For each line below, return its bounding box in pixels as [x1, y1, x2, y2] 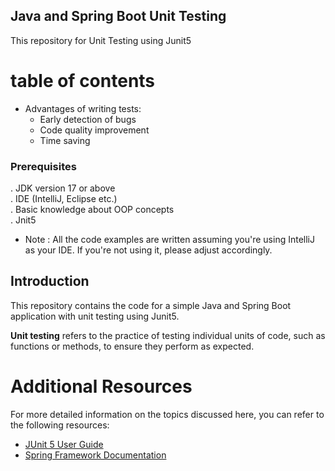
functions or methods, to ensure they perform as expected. [10, 340, 255, 352]
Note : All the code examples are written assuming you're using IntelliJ [24, 234, 315, 246]
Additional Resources [10, 375, 193, 398]
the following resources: [10, 419, 110, 431]
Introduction [10, 273, 90, 290]
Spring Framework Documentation [24, 449, 167, 461]
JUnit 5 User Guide [24, 438, 104, 450]
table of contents [10, 70, 156, 92]
